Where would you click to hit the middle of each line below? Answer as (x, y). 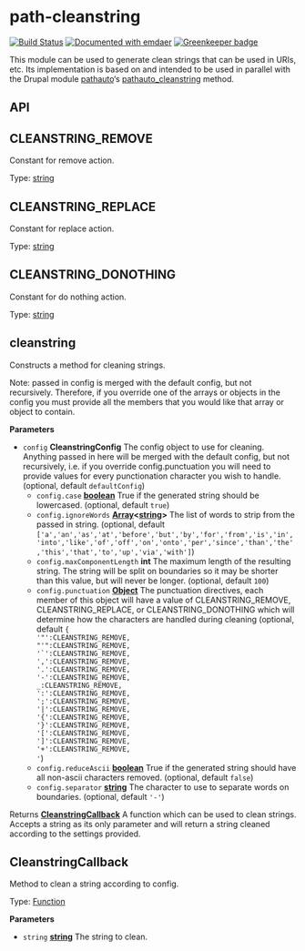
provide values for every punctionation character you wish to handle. (152, 476)
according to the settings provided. (75, 834)
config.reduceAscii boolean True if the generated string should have (166, 767)
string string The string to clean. (85, 937)
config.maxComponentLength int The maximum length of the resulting (163, 561)
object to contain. (42, 411)
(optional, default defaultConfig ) (84, 485)
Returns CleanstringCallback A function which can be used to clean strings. (153, 814)
